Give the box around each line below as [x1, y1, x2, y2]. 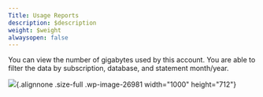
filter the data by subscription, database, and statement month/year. [8, 64, 229, 73]
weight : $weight [8, 26, 61, 34]
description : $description [8, 19, 97, 27]
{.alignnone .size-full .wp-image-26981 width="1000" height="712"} [16, 80, 237, 89]
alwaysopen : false [8, 33, 69, 42]
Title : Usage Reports [8, 11, 80, 20]
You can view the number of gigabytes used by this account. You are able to [8, 55, 256, 65]
